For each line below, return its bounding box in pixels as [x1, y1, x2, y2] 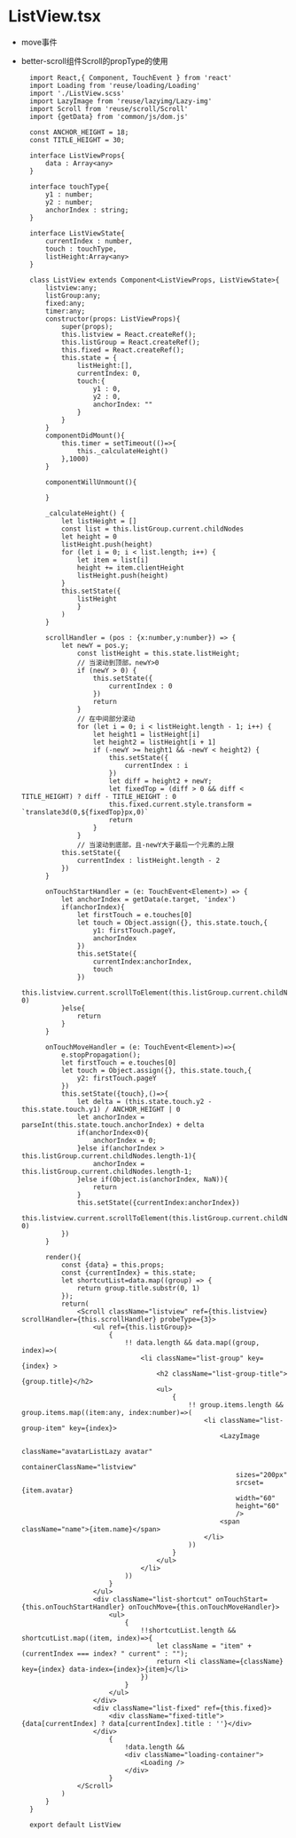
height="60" [235, 1501, 280, 1510]
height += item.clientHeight [77, 563, 185, 572]
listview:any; [44, 283, 97, 292]
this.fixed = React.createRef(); [60, 345, 185, 355]
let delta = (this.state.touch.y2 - [77, 1097, 213, 1106]
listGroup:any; [44, 291, 101, 300]
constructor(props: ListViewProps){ [44, 314, 181, 324]
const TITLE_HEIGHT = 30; [29, 135, 125, 144]
